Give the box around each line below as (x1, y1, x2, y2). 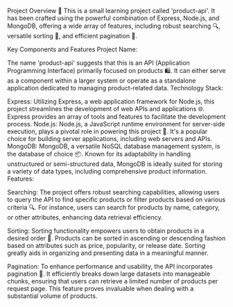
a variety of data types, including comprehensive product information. (7, 167, 207, 175)
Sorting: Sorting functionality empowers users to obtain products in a (7, 226, 205, 235)
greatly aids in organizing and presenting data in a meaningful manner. (7, 249, 209, 257)
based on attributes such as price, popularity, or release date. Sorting (7, 242, 206, 249)
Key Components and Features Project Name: (7, 45, 138, 53)
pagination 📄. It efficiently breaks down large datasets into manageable (7, 269, 210, 278)
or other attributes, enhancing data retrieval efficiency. (7, 213, 163, 222)
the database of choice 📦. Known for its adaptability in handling (7, 150, 191, 158)
